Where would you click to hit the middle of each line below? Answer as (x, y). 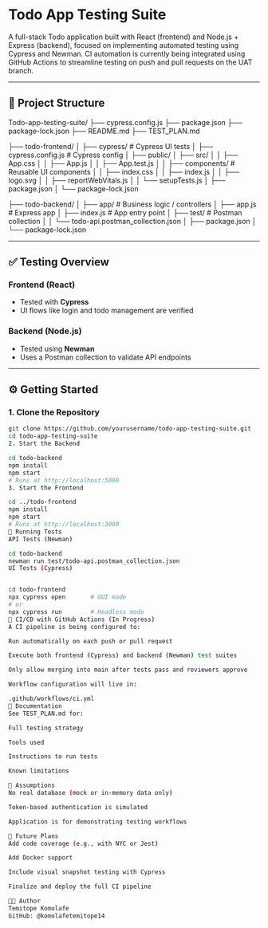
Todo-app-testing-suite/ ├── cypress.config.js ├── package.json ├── (126, 122)
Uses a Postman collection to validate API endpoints (105, 357)
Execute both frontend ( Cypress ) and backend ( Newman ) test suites (123, 655)
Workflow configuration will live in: (73, 684)
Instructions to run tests (53, 757)
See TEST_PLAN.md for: (46, 714)
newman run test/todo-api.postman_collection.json (94, 561)
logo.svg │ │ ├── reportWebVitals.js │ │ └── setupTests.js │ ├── (117, 180)
